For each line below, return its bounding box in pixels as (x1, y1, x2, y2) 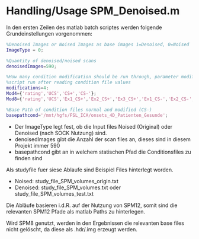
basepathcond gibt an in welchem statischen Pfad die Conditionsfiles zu (14, 148, 191, 155)
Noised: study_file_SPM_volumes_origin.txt (14, 177, 119, 184)
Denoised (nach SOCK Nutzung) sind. (14, 129, 107, 136)
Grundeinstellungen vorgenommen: (6, 30, 93, 37)
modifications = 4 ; (6, 85, 49, 91)
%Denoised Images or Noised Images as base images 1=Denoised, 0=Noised (6, 42, 190, 47)
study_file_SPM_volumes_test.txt (14, 190, 94, 197)
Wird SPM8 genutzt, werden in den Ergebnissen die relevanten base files (6, 219, 185, 227)
